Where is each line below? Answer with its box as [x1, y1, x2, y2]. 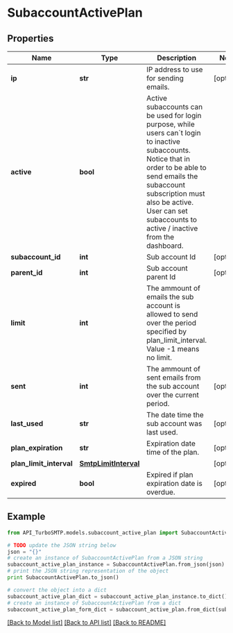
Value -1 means [146, 344, 200, 353]
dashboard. [146, 241, 184, 251]
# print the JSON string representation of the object [7, 568, 169, 575]
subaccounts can [146, 102, 203, 112]
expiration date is [146, 479, 202, 488]
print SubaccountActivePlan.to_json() [7, 574, 119, 581]
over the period [146, 318, 196, 328]
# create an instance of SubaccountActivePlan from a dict [7, 599, 182, 607]
